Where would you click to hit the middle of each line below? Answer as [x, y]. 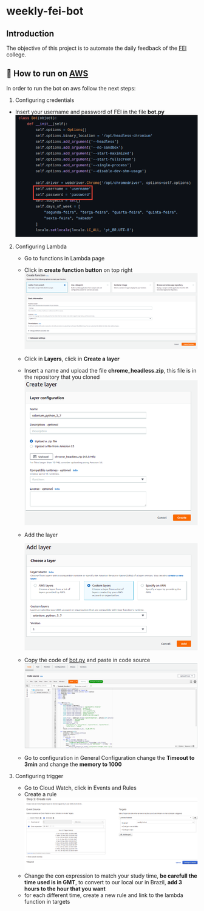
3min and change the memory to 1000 [73, 764]
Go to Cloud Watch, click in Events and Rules [80, 788]
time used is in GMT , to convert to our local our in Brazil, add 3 [103, 882]
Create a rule [40, 794]
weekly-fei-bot [45, 11]
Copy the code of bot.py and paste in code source [87, 660]
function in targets [47, 901]
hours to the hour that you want [65, 889]
